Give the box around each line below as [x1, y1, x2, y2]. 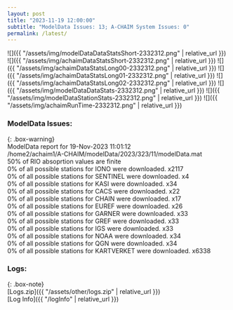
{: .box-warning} [7, 135, 55, 143]
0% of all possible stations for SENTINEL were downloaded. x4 [7, 172, 189, 180]
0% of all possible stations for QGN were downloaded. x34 [7, 239, 178, 248]
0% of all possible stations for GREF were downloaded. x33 [7, 217, 180, 225]
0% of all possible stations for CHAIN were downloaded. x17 [7, 194, 181, 203]
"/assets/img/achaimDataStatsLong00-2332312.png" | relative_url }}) [16, 64, 217, 72]
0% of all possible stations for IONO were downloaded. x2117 [7, 164, 184, 173]
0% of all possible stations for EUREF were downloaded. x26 [7, 201, 183, 210]
